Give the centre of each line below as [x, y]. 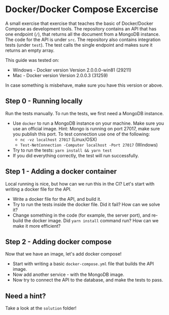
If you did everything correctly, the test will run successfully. [76, 155]
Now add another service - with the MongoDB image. [68, 274]
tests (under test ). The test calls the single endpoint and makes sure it [79, 45]
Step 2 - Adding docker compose [58, 242]
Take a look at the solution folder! [41, 308]
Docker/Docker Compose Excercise [82, 9]
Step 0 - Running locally [44, 101]
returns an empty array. [30, 50]
